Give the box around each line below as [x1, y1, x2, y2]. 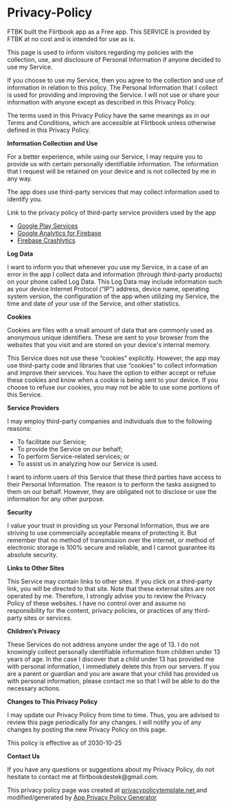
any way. [7, 174, 33, 183]
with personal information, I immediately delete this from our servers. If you [7, 662, 220, 671]
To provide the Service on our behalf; [16, 445, 123, 453]
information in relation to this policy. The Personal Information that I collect [7, 83, 218, 91]
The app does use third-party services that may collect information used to [7, 188, 220, 196]
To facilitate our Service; [16, 438, 87, 446]
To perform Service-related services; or [16, 452, 130, 460]
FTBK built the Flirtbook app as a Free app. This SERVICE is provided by [7, 27, 211, 36]
